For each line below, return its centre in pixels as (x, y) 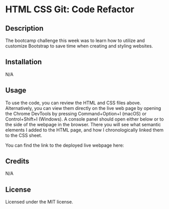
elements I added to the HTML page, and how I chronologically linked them (84, 130)
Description (24, 28)
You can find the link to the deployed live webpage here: (65, 145)
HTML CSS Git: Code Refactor (70, 9)
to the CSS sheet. (24, 135)
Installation (24, 62)
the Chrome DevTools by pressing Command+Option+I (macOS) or (76, 113)
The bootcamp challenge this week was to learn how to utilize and (75, 40)
